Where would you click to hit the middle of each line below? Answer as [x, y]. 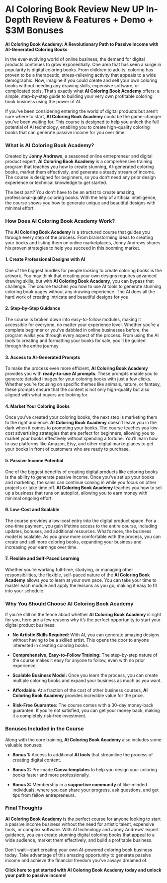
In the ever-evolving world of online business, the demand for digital [75, 59]
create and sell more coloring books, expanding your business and [73, 541]
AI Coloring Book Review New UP [75, 9]
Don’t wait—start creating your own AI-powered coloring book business [79, 850]
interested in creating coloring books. [51, 645]
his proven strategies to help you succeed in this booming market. [73, 248]
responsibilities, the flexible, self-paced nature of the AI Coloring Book [78, 575]
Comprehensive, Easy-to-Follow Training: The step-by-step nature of [85, 655]
